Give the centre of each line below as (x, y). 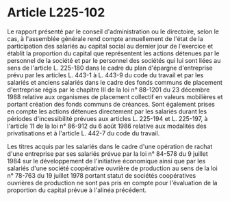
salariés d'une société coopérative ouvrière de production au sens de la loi (112, 168)
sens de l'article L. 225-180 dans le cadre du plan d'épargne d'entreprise (110, 68)
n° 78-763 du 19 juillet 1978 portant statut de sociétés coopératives (102, 175)
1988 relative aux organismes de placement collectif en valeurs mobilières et (115, 96)
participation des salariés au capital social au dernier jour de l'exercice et (110, 46)
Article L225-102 (56, 13)
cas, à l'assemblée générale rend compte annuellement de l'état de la (105, 38)
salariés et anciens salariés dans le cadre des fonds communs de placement (115, 82)
